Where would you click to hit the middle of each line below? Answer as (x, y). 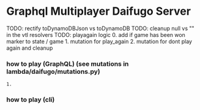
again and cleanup (30, 48)
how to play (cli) (31, 100)
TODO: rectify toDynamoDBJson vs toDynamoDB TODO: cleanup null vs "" (100, 28)
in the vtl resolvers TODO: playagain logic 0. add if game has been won (96, 34)
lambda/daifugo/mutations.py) (53, 71)
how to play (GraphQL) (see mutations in (68, 64)
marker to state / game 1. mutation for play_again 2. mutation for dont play (99, 41)
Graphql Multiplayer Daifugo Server (99, 11)
